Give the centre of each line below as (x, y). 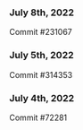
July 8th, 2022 (41, 13)
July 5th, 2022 (41, 56)
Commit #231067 (41, 32)
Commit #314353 (41, 74)
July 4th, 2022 (42, 98)
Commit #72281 (38, 117)
